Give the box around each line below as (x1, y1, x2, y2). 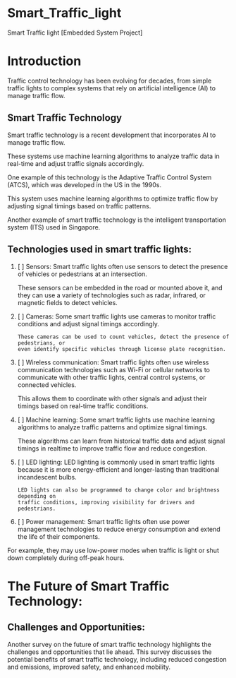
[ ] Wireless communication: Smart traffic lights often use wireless (17, 358, 209, 367)
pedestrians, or (17, 339, 66, 347)
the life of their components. (17, 532, 100, 541)
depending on (17, 492, 56, 499)
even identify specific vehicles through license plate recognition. (17, 345, 227, 352)
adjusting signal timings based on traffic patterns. (7, 201, 151, 210)
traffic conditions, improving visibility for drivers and (17, 499, 195, 506)
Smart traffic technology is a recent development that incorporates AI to (7, 131, 216, 139)
